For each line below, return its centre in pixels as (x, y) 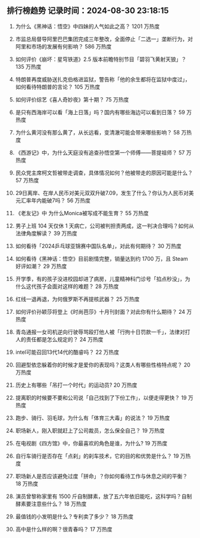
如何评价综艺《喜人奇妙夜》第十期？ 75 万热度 (72, 99)
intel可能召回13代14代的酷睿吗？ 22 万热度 (67, 352)
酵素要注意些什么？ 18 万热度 (51, 503)
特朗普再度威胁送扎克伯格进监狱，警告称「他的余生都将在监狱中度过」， (103, 79)
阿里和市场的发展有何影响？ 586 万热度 (63, 46)
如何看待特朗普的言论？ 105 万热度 (58, 87)
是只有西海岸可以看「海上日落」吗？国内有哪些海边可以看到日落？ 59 (100, 112)
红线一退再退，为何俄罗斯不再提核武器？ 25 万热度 (77, 299)
